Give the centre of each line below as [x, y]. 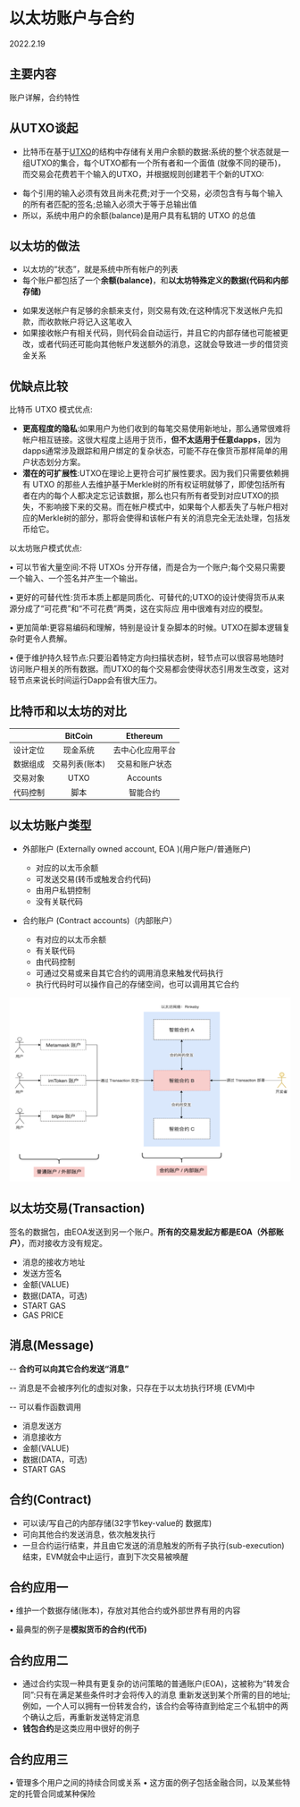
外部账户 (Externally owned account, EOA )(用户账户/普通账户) [137, 848]
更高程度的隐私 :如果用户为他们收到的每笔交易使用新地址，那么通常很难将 [156, 428]
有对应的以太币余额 [71, 939]
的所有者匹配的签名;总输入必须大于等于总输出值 [110, 204]
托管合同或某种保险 [60, 1794]
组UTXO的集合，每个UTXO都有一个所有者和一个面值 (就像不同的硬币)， [154, 163]
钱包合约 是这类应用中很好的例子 [81, 1728]
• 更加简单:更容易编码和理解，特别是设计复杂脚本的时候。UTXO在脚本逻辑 [146, 628]
